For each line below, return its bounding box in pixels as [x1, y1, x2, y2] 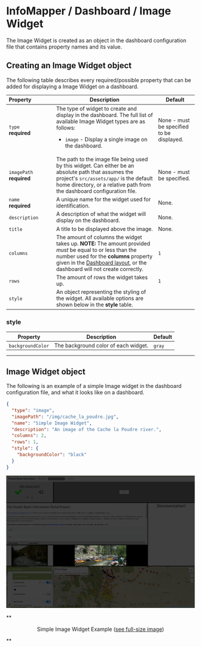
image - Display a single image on [65, 136, 148, 143]
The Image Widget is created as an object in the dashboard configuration [6, 37, 187, 44]
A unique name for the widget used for [56, 196, 151, 203]
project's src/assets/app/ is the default [56, 174, 153, 182]
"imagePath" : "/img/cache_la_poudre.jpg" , [11, 414, 119, 420]
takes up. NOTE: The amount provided [56, 240, 151, 247]
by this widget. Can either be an [56, 162, 135, 169]
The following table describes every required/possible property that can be [6, 76, 191, 83]
